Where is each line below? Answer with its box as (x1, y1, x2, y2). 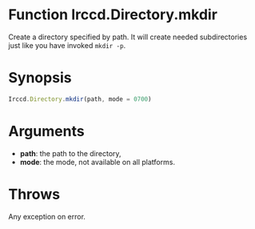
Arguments (8, 122, 86, 140)
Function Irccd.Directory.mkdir (8, 6, 218, 24)
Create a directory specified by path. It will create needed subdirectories (8, 32, 248, 42)
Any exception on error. (8, 211, 86, 221)
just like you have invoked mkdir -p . (8, 40, 126, 50)
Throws (8, 185, 61, 203)
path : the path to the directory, (19, 148, 122, 158)
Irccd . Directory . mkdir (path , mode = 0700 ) (8, 94, 152, 103)
